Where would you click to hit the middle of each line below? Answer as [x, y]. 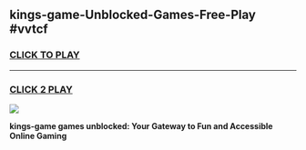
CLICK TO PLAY [45, 55]
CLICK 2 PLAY [41, 89]
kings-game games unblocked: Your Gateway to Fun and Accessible [141, 125]
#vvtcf [29, 30]
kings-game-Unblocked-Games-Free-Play [133, 15]
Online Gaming [38, 135]
